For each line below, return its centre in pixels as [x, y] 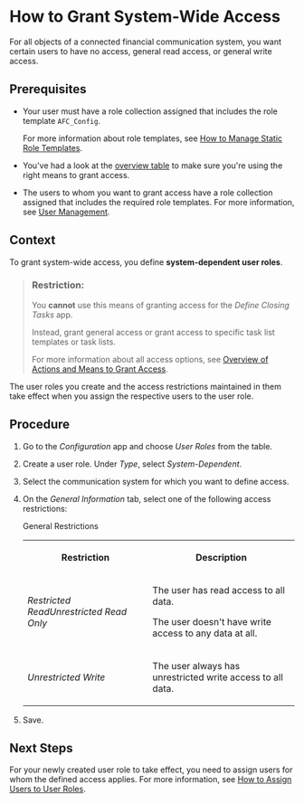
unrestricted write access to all [218, 677]
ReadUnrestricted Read [77, 611]
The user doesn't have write [212, 621]
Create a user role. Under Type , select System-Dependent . [132, 464]
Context [33, 240]
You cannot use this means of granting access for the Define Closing [160, 305]
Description [221, 557]
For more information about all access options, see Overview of [150, 359]
